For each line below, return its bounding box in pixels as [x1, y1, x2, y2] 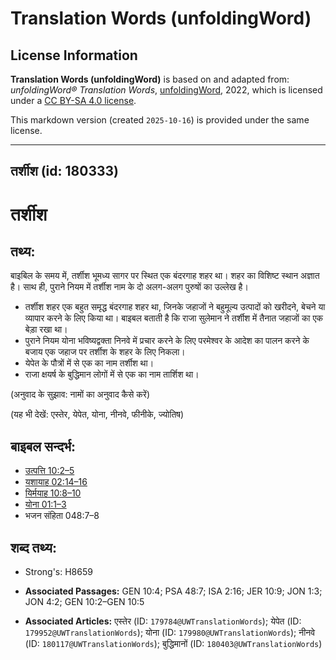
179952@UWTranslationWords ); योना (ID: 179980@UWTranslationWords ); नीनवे [24, 627, 316, 639]
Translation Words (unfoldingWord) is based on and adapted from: [10, 73, 290, 85]
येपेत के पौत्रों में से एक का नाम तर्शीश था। [24, 357, 155, 369]
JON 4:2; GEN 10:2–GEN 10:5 [24, 596, 145, 608]
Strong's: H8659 [24, 566, 93, 578]
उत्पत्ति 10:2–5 [24, 465, 75, 477]
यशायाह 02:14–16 [24, 476, 88, 488]
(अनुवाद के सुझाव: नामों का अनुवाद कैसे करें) [10, 388, 151, 401]
